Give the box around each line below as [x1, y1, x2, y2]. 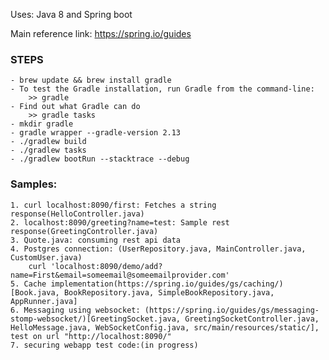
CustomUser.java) [10, 252, 83, 263]
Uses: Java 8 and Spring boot [10, 9, 133, 20]
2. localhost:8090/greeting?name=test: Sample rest [10, 217, 230, 228]
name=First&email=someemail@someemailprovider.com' [10, 270, 230, 280]
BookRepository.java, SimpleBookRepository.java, [63, 287, 275, 298]
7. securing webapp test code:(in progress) [10, 340, 199, 350]
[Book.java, [10, 287, 60, 298]
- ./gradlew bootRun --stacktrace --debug [10, 154, 190, 164]
